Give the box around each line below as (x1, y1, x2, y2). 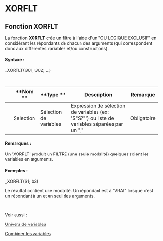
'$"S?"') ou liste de (71, 115, 114, 121)
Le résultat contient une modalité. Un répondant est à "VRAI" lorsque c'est (5, 188, 154, 193)
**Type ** (40, 91, 66, 98)
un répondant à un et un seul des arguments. (5, 193, 95, 199)
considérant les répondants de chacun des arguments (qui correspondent (5, 40, 153, 46)
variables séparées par (71, 121, 123, 128)
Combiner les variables (5, 230, 51, 236)
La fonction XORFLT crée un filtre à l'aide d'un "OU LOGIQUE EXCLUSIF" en (5, 35, 157, 41)
